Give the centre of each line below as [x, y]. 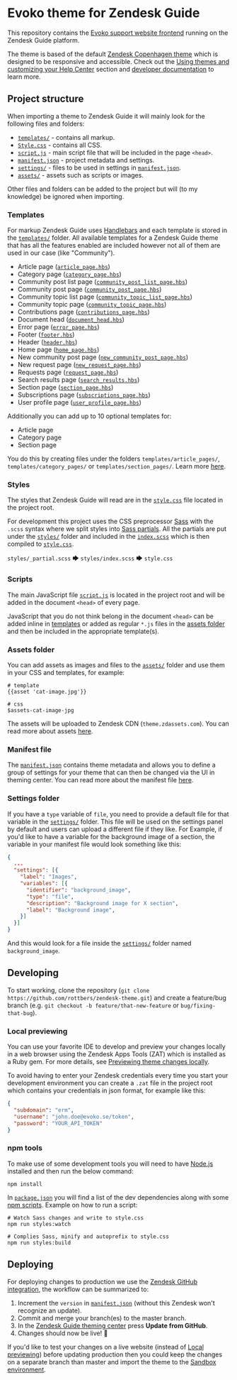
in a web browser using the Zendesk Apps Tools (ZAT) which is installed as [117, 1054]
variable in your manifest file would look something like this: [94, 844]
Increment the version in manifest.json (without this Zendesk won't [116, 1303]
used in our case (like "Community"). [61, 253]
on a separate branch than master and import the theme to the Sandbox [112, 1362]
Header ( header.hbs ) [47, 342]
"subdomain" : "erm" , [44, 1110]
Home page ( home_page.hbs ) [58, 350]
